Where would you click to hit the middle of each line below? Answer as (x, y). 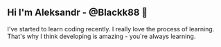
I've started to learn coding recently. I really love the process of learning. (111, 29)
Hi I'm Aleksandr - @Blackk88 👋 (78, 13)
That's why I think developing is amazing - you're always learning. (101, 36)
